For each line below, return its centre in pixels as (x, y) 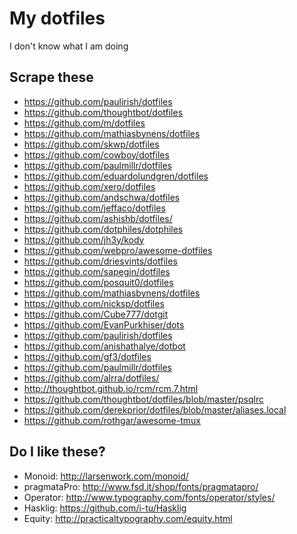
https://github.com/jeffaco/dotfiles (94, 208)
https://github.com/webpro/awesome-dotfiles (118, 250)
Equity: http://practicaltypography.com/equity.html (128, 518)
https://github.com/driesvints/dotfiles (100, 261)
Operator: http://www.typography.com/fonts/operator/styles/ (149, 497)
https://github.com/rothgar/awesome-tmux (112, 420)
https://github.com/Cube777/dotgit (96, 314)
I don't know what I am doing (69, 46)
